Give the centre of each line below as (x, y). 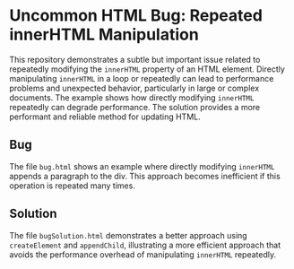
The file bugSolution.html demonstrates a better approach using (129, 235)
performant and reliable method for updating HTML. (105, 117)
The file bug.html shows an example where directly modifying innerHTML (142, 166)
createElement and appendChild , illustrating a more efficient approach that (145, 245)
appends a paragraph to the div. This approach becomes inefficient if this (145, 176)
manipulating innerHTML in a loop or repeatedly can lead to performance (142, 78)
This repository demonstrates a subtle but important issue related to (135, 59)
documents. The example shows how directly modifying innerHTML (132, 97)
